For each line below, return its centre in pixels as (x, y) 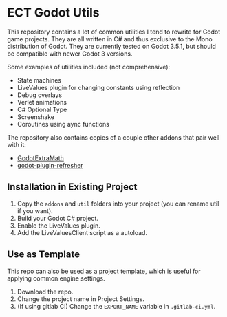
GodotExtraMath (40, 158)
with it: (17, 144)
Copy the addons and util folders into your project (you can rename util (118, 204)
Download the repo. (45, 292)
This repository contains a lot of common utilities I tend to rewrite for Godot (114, 32)
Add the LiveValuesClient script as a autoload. (82, 232)
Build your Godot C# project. (57, 218)
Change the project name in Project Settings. (80, 299)
